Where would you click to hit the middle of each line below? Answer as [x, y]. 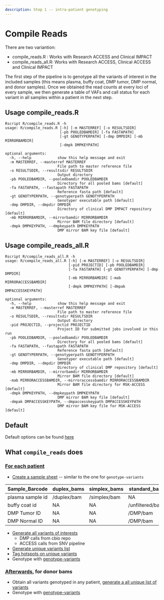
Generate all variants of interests [45, 533]
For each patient [25, 466]
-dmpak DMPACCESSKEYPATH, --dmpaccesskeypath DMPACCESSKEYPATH [75, 402]
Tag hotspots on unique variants [44, 554]
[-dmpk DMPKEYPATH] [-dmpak [97, 287]
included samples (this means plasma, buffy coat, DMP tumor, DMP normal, [81, 81]
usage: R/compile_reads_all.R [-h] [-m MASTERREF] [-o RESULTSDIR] [75, 261]
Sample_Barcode [28, 489]
